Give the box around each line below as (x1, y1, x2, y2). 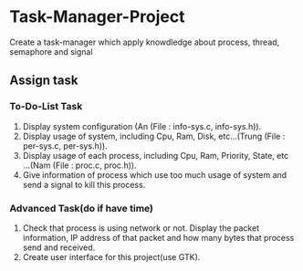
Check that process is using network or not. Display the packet (22, 222, 260, 234)
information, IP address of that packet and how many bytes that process (22, 232, 295, 243)
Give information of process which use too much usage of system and (22, 169, 287, 180)
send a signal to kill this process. (22, 179, 146, 190)
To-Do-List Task (9, 100, 83, 113)
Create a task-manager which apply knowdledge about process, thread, (9, 36, 280, 47)
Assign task (9, 73, 78, 89)
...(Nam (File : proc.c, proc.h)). (22, 160, 137, 171)
